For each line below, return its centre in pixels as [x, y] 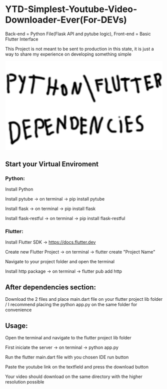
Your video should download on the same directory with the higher [74, 376]
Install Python [19, 189]
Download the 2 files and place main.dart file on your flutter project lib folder [84, 299]
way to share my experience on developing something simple [68, 54]
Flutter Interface [22, 39]
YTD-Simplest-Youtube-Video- [71, 9]
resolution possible [25, 382]
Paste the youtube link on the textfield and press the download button [77, 367]
